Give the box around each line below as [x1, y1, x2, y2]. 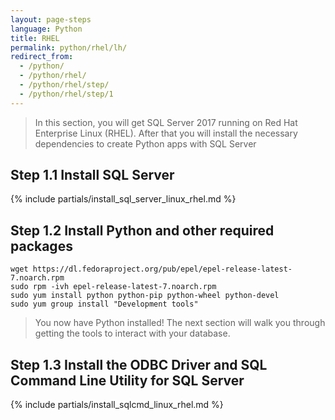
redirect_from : [10, 52, 74, 62]
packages [10, 237, 73, 255]
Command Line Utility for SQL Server [10, 372, 245, 389]
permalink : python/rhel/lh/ [10, 42, 128, 53]
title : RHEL [10, 33, 60, 43]
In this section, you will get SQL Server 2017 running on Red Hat [34, 116, 298, 128]
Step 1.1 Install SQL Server [10, 167, 175, 184]
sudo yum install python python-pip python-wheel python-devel [10, 291, 280, 301]
